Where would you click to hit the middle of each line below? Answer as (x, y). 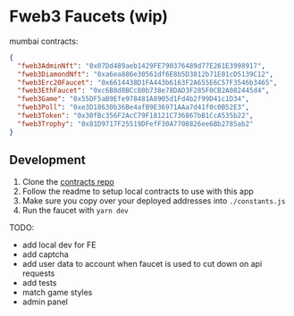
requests (38, 273)
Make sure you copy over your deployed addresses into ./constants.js (154, 200)
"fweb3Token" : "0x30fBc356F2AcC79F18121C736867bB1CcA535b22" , (135, 116)
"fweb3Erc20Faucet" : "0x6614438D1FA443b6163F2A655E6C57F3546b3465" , (147, 82)
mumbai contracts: (44, 41)
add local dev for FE (59, 245)
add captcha (45, 254)
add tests (39, 282)
